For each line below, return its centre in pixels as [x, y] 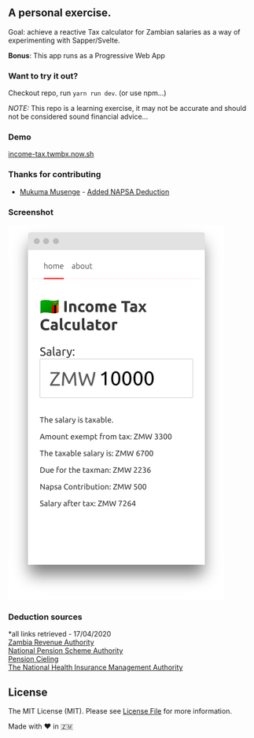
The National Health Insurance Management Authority [96, 667]
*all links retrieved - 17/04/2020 [60, 634]
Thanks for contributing [55, 175]
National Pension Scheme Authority [66, 651]
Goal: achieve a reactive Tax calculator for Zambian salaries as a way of [124, 31]
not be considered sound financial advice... [78, 116]
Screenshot [31, 212]
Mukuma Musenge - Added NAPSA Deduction [94, 191]
